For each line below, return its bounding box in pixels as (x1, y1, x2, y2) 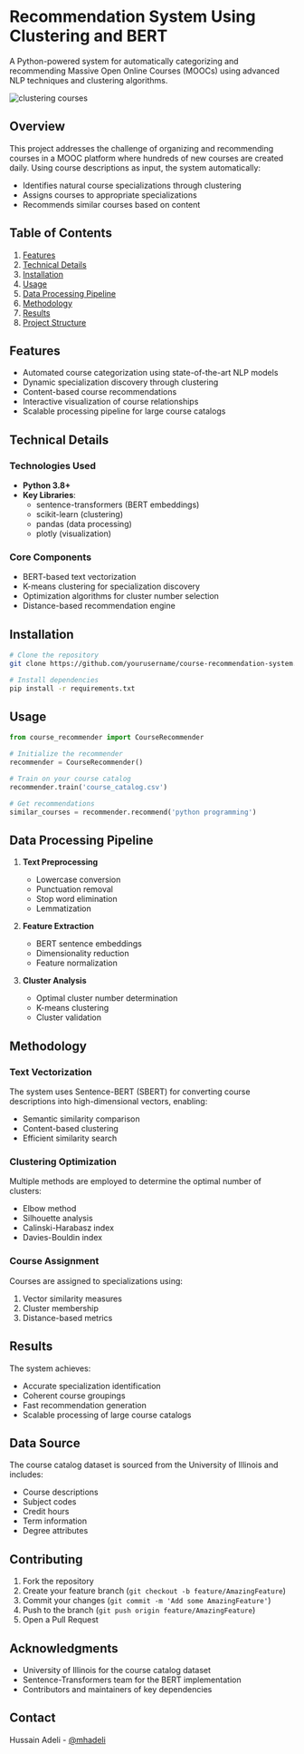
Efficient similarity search (22, 1132, 118, 1144)
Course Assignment (9, 1255, 100, 1268)
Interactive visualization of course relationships (22, 397, 199, 407)
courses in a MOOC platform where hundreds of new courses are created (9, 152, 284, 163)
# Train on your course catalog (9, 774, 131, 784)
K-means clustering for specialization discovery (22, 581, 201, 592)
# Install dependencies (9, 675, 100, 684)
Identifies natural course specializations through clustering (22, 180, 242, 191)
